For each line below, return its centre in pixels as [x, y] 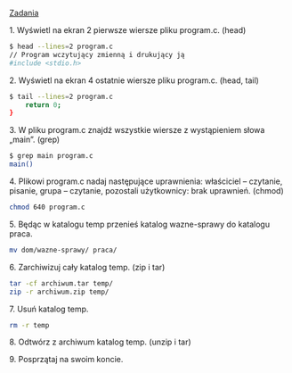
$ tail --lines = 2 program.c [61, 96]
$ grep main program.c [51, 156]
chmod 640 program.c [48, 207]
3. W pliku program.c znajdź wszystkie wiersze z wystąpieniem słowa [137, 130]
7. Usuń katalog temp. [49, 309]
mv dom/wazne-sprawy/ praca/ [63, 250]
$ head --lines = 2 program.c [61, 46]
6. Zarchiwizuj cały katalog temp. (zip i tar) [87, 267]
